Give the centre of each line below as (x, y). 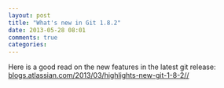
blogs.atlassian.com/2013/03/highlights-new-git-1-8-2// (99, 75)
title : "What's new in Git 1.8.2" (65, 23)
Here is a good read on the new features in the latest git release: (112, 67)
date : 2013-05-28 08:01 (47, 30)
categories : (28, 45)
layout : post (29, 15)
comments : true (33, 37)
